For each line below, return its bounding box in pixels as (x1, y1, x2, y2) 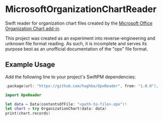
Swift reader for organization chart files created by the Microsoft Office (5, 20, 152, 26)
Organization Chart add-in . (5, 25, 61, 31)
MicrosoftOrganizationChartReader (5, 4, 157, 15)
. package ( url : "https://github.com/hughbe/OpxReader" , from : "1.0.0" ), (5, 83, 158, 88)
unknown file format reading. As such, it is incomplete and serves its (5, 40, 147, 46)
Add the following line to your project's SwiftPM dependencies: (5, 74, 136, 80)
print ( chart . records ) (5, 111, 51, 116)
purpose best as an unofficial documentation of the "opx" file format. (5, 46, 148, 52)
